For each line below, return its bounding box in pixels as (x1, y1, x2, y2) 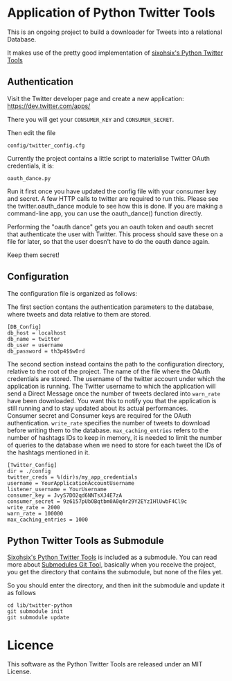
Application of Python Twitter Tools (7, 5, 215, 21)
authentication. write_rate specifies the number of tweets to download (7, 418, 211, 427)
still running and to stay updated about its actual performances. (7, 404, 188, 412)
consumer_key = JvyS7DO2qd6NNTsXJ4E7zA (7, 492, 123, 499)
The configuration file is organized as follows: (7, 289, 137, 297)
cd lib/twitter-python (7, 602, 73, 609)
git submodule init (7, 608, 64, 615)
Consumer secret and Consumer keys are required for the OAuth (7, 411, 192, 420)
